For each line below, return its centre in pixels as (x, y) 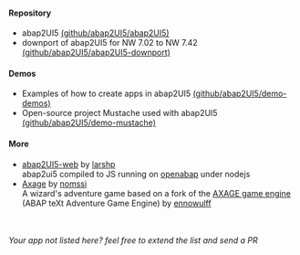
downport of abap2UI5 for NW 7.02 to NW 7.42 (109, 43)
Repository (30, 13)
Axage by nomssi (54, 184)
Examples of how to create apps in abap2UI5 (106, 94)
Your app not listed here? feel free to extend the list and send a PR (134, 240)
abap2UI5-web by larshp (68, 164)
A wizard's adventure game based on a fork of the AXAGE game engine (156, 193)
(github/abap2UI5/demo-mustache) (89, 122)
